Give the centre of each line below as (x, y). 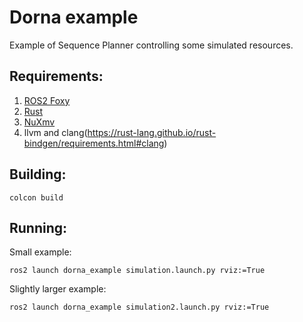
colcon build (36, 197)
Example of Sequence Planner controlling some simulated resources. (151, 45)
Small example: (40, 252)
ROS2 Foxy (47, 100)
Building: (38, 174)
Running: (38, 227)
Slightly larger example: (58, 289)
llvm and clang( (55, 132)
